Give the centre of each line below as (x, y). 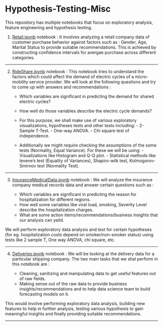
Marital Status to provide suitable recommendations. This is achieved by (84, 47)
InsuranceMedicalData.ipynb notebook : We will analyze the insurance (82, 179)
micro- (142, 77)
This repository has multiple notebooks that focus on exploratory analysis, (79, 22)
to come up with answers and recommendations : (61, 87)
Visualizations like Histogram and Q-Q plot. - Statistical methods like (88, 155)
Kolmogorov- (142, 161)
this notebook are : (31, 264)
